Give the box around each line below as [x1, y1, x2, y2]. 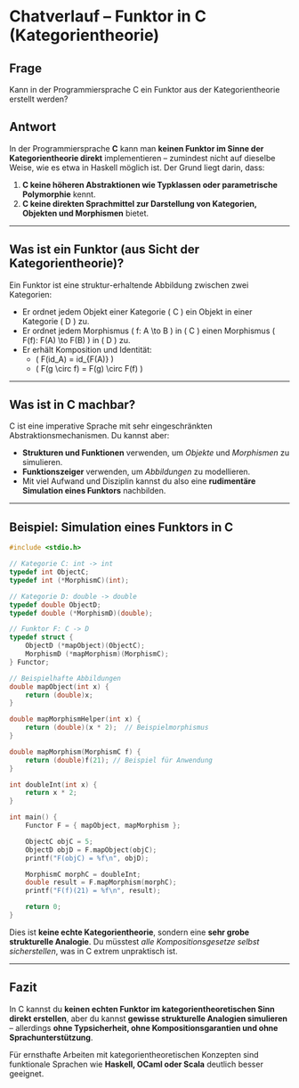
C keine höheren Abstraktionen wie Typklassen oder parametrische [21, 179, 279, 190]
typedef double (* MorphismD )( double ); [9, 609, 153, 618]
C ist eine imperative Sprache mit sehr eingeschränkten [9, 421, 214, 431]
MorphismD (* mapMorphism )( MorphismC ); [25, 650, 169, 659]
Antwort [9, 119, 56, 135]
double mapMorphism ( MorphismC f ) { [9, 747, 141, 757]
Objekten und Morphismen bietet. [21, 208, 149, 218]
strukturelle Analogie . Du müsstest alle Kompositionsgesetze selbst [9, 936, 260, 946]
